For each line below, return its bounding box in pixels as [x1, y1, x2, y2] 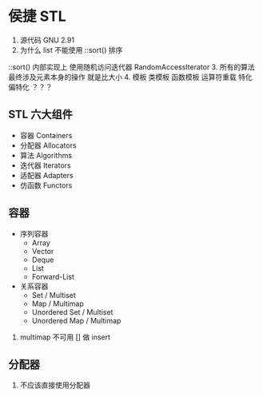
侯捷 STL [8, 7, 66, 26]
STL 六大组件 [8, 108, 74, 121]
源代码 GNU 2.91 [19, 35, 74, 45]
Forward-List [31, 272, 74, 281]
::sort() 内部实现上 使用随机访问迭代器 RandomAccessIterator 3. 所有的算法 [8, 62, 255, 72]
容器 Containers [19, 130, 73, 140]
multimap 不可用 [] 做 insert [19, 332, 110, 342]
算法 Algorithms [19, 150, 73, 160]
